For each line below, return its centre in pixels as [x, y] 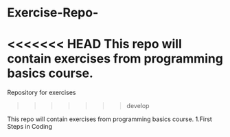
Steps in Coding [30, 127]
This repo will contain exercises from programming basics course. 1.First [110, 119]
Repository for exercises [42, 93]
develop [138, 106]
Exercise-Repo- [53, 13]
